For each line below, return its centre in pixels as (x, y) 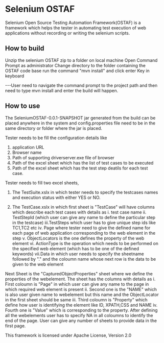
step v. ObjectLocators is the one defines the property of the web (78, 238)
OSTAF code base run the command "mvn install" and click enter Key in (77, 71)
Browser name (27, 152)
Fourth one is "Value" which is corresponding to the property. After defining (82, 310)
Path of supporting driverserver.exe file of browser (63, 157)
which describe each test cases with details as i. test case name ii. (79, 212)
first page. (15, 326)
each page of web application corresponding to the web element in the (84, 233)
